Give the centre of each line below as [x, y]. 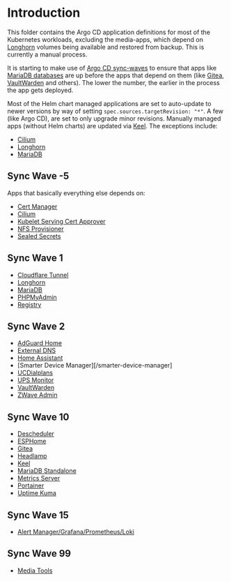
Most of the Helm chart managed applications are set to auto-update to [109, 103]
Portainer [31, 485]
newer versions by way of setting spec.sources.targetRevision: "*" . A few [115, 111]
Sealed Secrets [39, 236]
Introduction [44, 13]
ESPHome [32, 442]
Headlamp [32, 456]
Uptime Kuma [37, 493]
